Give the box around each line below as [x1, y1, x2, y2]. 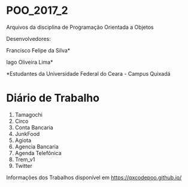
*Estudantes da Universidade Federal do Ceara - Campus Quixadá [6, 70, 171, 77]
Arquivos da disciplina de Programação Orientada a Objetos [6, 23, 154, 31]
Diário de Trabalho [6, 91, 100, 105]
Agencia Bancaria [14, 143, 59, 150]
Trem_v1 [14, 156, 35, 163]
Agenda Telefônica [14, 149, 62, 156]
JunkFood [14, 130, 40, 137]
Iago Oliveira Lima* [6, 58, 53, 66]
